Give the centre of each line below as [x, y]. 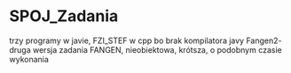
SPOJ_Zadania [64, 16]
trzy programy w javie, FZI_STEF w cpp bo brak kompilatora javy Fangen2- [145, 40]
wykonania [29, 59]
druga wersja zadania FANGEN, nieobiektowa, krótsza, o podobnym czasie [145, 49]
